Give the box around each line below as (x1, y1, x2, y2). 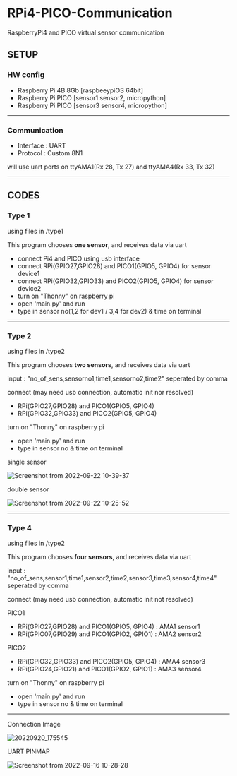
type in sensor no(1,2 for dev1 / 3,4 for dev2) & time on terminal (17, 306, 202, 315)
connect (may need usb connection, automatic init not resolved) (7, 595, 194, 604)
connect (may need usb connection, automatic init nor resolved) (7, 388, 194, 396)
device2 (17, 284, 42, 292)
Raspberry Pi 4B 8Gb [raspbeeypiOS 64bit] (17, 86, 143, 95)
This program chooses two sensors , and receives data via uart (7, 360, 190, 369)
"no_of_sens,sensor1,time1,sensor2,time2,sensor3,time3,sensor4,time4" (7, 574, 217, 583)
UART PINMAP (7, 747, 51, 756)
